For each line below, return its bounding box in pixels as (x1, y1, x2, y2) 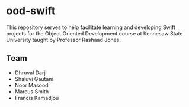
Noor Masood (14, 82, 49, 89)
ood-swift (6, 4, 56, 18)
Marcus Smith (14, 87, 49, 95)
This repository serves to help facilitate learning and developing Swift (6, 24, 176, 31)
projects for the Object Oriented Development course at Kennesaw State (6, 30, 183, 37)
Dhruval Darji (14, 69, 47, 76)
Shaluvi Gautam (14, 75, 54, 82)
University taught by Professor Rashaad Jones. (6, 36, 121, 43)
